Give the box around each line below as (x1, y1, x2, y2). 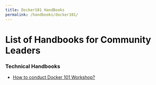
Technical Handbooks (5, 63, 60, 70)
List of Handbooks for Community (5, 34, 151, 46)
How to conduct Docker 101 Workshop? (12, 74, 96, 80)
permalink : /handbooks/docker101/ (5, 12, 79, 17)
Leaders (5, 45, 41, 56)
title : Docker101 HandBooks (5, 7, 65, 13)
